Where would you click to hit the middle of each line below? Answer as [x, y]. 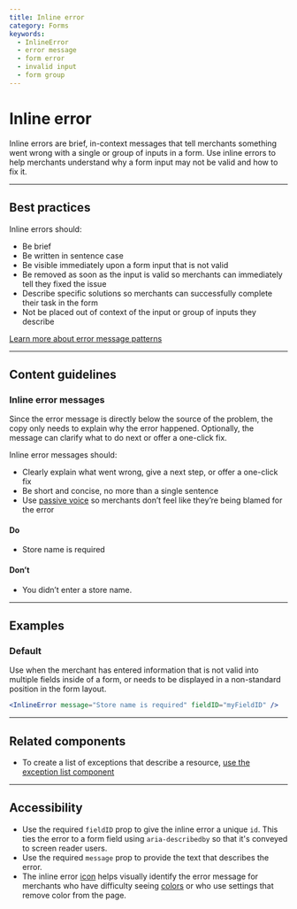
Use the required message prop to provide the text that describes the [145, 857]
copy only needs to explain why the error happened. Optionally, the [132, 428]
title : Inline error [47, 17]
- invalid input [47, 67]
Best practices [50, 208]
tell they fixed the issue [64, 283]
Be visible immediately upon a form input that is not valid [125, 265]
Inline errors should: [46, 229]
